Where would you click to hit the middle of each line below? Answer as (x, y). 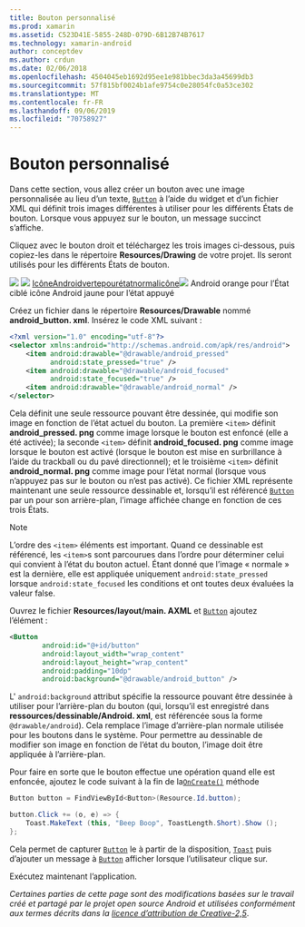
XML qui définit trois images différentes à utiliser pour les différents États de (152, 209)
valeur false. (33, 593)
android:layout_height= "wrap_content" (115, 662)
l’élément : (29, 621)
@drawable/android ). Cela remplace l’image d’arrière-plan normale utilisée (147, 725)
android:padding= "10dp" (87, 671)
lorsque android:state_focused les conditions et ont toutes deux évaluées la (152, 584)
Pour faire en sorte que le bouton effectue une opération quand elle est (142, 772)
